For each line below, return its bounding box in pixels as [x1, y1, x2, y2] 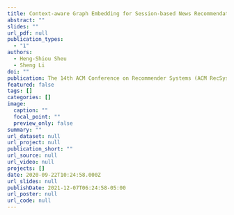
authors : [7, 49, 33, 56]
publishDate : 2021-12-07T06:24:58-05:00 [7, 184, 127, 191]
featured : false [7, 81, 54, 88]
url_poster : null [7, 191, 58, 198]
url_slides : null [7, 178, 58, 184]
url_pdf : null [7, 29, 49, 37]
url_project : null [7, 139, 61, 146]
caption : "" [13, 107, 49, 114]
